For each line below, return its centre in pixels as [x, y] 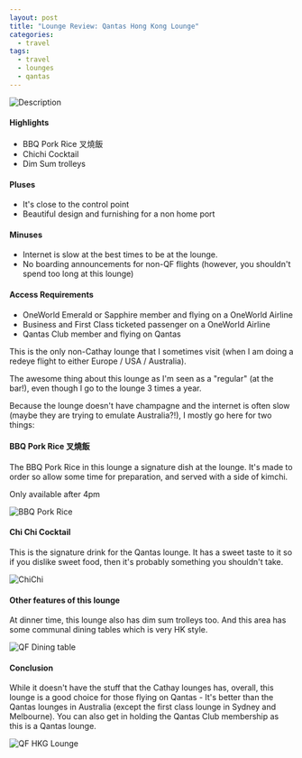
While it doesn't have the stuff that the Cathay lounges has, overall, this [142, 688]
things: [22, 424]
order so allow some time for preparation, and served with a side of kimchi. [149, 476]
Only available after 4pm [55, 494]
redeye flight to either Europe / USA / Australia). [98, 361]
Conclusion [32, 668]
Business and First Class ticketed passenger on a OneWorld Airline [146, 324]
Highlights [29, 123]
